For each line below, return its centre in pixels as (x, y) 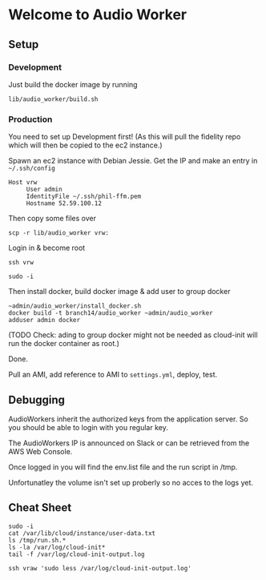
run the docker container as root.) (64, 344)
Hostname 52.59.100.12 (64, 203)
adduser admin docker (44, 320)
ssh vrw (21, 263)
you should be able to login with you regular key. (88, 427)
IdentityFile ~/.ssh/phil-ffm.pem (84, 197)
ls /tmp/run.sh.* (37, 540)
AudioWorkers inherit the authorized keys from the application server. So (128, 419)
